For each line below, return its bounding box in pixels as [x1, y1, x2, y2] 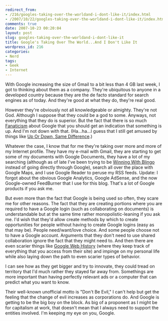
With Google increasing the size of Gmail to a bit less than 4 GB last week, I [5, 81, 160, 87]
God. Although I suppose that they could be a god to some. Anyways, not [5, 112, 156, 118]
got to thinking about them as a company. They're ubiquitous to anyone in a [5, 87, 161, 92]
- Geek [5, 63, 19, 68]
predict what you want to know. [5, 279, 70, 285]
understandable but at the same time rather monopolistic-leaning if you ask [5, 211, 160, 217]
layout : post [5, 30, 32, 35]
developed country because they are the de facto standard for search [5, 92, 149, 98]
